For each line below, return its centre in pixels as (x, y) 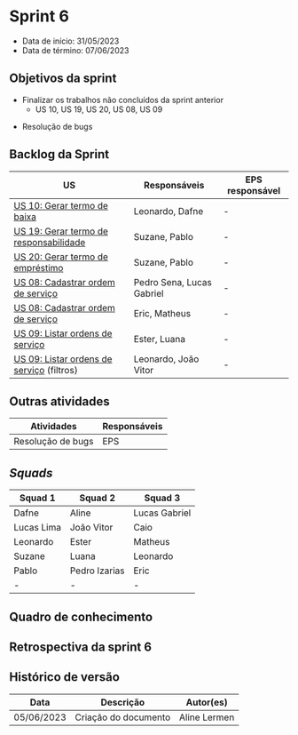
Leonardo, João (166, 359)
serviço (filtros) (46, 370)
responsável (254, 190)
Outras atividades (59, 401)
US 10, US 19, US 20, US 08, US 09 (99, 109)
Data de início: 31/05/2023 (71, 41)
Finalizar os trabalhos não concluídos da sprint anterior (123, 100)
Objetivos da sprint (63, 79)
